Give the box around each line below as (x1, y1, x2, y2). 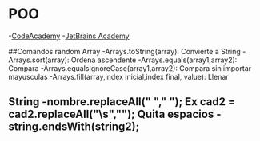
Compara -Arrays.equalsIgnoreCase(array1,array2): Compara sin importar (8, 63, 252, 72)
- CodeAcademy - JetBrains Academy (8, 31, 130, 41)
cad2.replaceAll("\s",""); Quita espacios (8, 108, 214, 121)
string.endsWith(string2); (8, 120, 140, 134)
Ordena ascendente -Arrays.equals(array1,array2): (70, 55, 238, 65)
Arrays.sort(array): (8, 55, 70, 65)
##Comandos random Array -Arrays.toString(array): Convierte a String (8, 46, 242, 56)
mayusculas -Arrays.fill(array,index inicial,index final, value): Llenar (8, 72, 230, 81)
